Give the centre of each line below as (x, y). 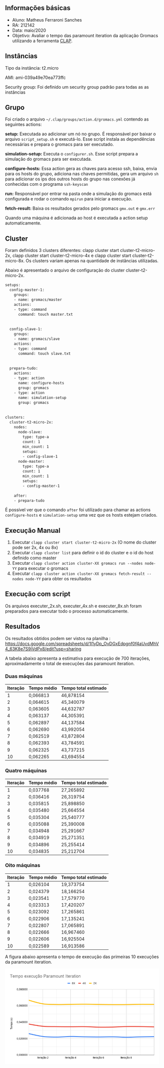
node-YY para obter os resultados (58, 579)
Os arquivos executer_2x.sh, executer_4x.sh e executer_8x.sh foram (73, 606)
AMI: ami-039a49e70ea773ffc (35, 77)
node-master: (31, 462)
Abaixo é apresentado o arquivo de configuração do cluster (65, 270)
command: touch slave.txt (44, 354)
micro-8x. (15, 261)
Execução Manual (33, 531)
